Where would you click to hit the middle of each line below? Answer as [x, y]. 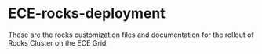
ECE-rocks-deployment [87, 13]
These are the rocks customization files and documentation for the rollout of [131, 35]
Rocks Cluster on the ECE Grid [57, 42]
